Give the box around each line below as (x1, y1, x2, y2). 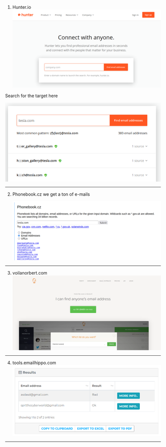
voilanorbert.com (12, 270, 48, 276)
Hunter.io (12, 4, 31, 10)
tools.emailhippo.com (12, 359, 56, 366)
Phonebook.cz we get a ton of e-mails (12, 191, 90, 197)
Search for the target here (5, 93, 58, 99)
